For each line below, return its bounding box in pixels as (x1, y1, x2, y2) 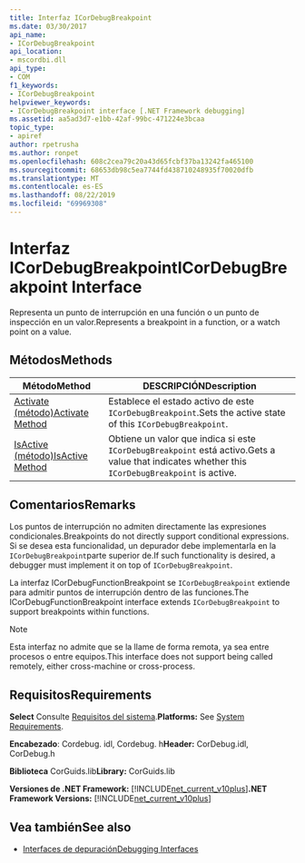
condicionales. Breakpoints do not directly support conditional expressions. (9, 531, 290, 541)
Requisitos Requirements (9, 687, 152, 702)
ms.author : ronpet (9, 148, 79, 157)
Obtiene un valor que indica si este (108, 432, 256, 445)
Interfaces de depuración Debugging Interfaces (22, 844, 199, 855)
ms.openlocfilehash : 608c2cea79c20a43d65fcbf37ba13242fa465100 (9, 156, 254, 166)
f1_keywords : (9, 81, 59, 90)
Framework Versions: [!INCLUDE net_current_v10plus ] (9, 793, 212, 804)
